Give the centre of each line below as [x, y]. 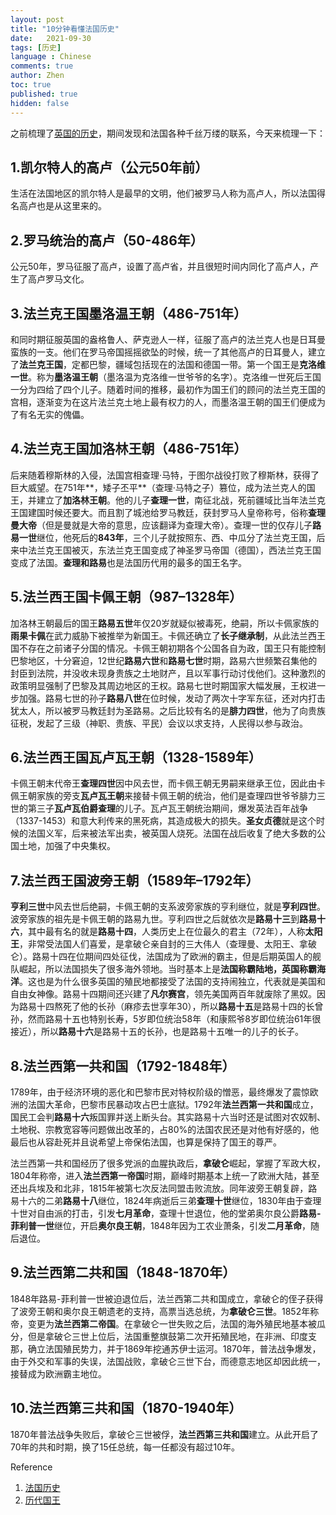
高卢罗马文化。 [58, 279]
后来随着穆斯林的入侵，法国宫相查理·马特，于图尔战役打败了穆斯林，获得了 [165, 475]
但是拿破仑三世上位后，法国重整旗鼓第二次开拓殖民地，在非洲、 [159, 1336]
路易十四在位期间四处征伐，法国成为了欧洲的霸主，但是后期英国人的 [172, 957]
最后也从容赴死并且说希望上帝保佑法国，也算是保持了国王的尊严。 [146, 1142]
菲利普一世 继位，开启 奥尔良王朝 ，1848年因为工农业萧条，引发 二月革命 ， [161, 1225]
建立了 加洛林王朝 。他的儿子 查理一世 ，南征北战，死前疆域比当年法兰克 [181, 500]
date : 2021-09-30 [51, 38]
